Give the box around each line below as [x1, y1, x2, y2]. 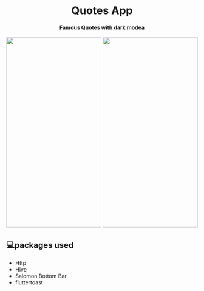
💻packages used [6, 240, 74, 250]
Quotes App [71, 4, 133, 18]
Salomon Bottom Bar [15, 272, 67, 279]
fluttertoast [15, 278, 44, 286]
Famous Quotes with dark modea [59, 24, 144, 31]
